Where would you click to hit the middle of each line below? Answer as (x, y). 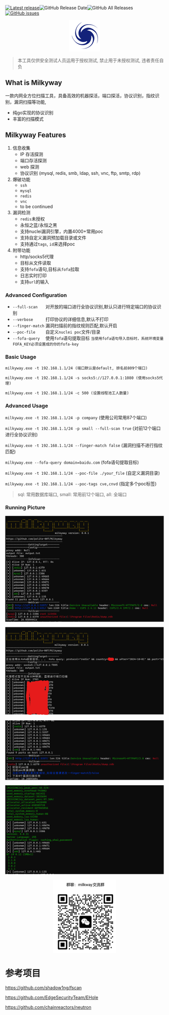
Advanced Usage (27, 406)
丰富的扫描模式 (28, 119)
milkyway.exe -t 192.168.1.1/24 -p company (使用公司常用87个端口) (76, 417)
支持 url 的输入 (34, 282)
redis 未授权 (32, 219)
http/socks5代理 (37, 257)
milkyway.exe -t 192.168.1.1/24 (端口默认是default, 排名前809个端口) (76, 368)
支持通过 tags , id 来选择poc (48, 244)
